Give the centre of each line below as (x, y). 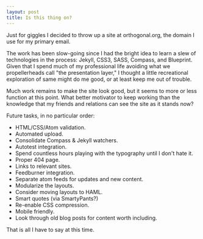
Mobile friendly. (35, 211)
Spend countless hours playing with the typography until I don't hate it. (104, 153)
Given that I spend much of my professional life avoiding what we (88, 66)
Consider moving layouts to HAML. (59, 192)
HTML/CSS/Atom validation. (50, 127)
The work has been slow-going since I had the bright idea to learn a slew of (101, 53)
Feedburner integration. (45, 172)
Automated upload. (39, 134)
